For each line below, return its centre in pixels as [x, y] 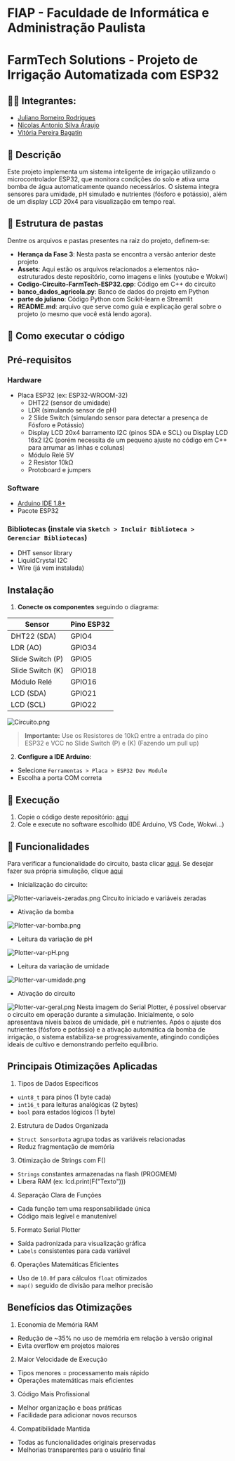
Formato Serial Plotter [49, 1229]
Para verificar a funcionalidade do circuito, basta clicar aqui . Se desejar [110, 863]
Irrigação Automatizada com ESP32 [113, 75]
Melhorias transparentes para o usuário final [81, 1450]
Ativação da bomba [46, 911]
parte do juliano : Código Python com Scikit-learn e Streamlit [105, 299]
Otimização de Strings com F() [62, 1160]
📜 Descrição [34, 155]
